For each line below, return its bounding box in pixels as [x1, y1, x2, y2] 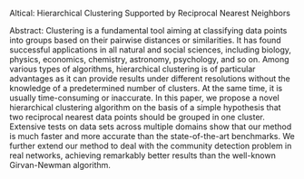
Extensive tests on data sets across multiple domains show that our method [9, 121, 292, 132]
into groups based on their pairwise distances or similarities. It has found [9, 35, 281, 45]
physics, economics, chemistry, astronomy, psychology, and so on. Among [9, 54, 289, 64]
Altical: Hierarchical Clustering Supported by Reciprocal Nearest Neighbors [9, 8, 290, 18]
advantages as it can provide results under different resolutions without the [9, 73, 290, 84]
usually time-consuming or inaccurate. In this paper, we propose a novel [9, 92, 279, 103]
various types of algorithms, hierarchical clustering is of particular [9, 63, 256, 74]
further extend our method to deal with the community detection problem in [9, 140, 292, 151]
